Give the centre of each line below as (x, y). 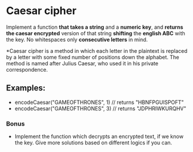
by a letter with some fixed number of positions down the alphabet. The (93, 57)
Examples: (26, 88)
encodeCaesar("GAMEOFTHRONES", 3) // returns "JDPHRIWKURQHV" (100, 108)
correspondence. (27, 69)
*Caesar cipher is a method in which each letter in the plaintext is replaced (97, 50)
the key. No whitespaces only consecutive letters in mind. (77, 39)
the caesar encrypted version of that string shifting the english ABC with (96, 33)
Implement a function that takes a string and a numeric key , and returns (95, 27)
